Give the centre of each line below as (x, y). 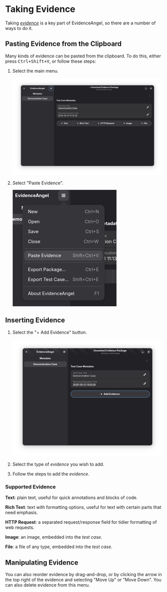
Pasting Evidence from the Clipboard (64, 44)
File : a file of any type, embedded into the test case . (59, 547)
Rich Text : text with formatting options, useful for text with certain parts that (83, 507)
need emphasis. (22, 513)
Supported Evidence (31, 486)
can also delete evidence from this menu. (48, 585)
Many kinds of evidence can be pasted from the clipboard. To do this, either (83, 56)
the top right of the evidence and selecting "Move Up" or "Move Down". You (83, 580)
